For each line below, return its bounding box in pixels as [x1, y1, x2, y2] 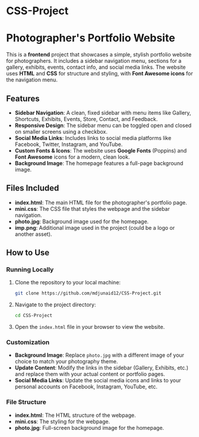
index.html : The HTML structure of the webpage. [14, 411, 137, 419]
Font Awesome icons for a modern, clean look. [14, 153, 130, 160]
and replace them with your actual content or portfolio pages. [14, 370, 165, 378]
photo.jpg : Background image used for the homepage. [14, 218, 149, 225]
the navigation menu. [6, 76, 58, 84]
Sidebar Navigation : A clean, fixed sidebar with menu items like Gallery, [14, 109, 191, 116]
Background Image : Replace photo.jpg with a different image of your [14, 351, 185, 359]
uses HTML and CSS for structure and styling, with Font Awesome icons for [6, 70, 193, 77]
